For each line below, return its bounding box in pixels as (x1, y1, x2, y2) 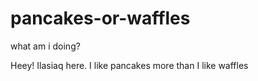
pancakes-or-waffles (10, 7, 191, 30)
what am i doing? (10, 40, 81, 52)
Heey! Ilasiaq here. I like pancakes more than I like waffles (10, 59, 249, 71)
